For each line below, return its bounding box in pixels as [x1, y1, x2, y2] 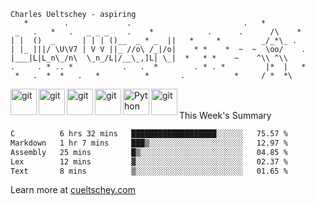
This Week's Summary [179, 110, 272, 121]
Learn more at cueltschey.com [10, 184, 136, 196]
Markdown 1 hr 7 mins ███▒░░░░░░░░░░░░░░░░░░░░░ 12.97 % [10, 138, 288, 148]
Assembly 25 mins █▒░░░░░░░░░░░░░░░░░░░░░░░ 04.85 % [10, 147, 288, 157]
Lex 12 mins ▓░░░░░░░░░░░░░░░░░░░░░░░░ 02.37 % [10, 156, 288, 167]
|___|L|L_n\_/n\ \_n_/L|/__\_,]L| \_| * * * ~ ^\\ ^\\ [10, 53, 288, 63]
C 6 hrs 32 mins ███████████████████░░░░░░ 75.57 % [10, 129, 288, 139]
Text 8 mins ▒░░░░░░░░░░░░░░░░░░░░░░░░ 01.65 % [10, 166, 288, 176]
